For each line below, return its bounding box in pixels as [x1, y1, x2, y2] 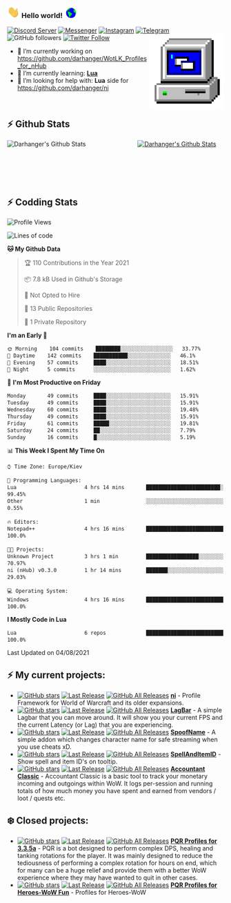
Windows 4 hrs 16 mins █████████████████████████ [7, 596, 224, 603]
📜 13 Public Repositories [23, 305, 93, 313]
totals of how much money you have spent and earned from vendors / [17, 786, 217, 795]
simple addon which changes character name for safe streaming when [17, 735, 219, 743]
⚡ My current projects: [7, 669, 106, 681]
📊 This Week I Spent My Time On [7, 446, 105, 455]
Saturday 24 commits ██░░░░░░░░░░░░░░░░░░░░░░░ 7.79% [7, 427, 196, 434]
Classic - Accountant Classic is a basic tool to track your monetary [17, 772, 208, 780]
